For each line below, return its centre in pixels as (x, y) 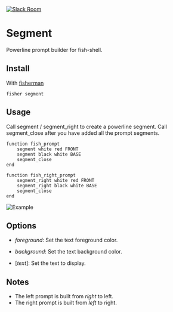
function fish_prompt (33, 144)
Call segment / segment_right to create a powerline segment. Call (86, 126)
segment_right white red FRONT (56, 180)
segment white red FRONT (48, 149)
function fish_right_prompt (41, 175)
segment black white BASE (49, 154)
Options (21, 226)
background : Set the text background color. (68, 252)
